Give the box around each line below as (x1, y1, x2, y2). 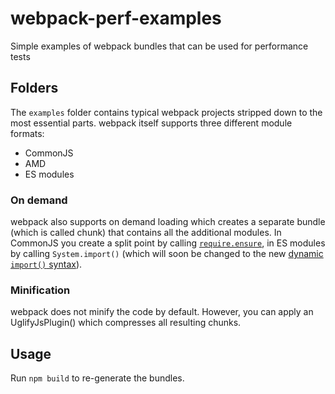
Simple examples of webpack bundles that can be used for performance (10, 40, 309, 52)
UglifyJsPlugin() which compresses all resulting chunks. (10, 317, 242, 329)
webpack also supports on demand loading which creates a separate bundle (10, 216, 326, 228)
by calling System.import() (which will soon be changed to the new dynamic (10, 248, 324, 260)
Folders (10, 80, 59, 97)
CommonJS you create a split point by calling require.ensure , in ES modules (10, 237, 326, 249)
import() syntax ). (10, 258, 83, 271)
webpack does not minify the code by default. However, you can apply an (10, 306, 314, 318)
